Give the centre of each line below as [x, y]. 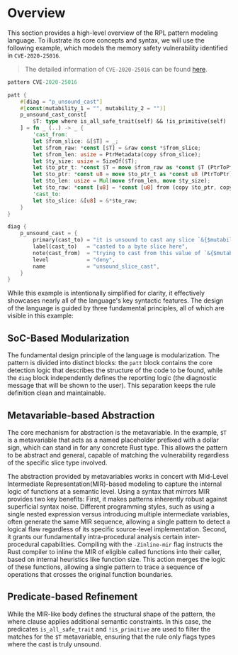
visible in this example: [41, 316]
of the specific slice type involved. [57, 462]
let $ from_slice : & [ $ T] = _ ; [76, 141]
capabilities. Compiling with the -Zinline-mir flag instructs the [132, 544]
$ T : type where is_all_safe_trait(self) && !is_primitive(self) [130, 121]
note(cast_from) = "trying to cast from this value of [117, 253]
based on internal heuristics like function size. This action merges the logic [117, 559]
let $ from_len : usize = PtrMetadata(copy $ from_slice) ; [117, 154]
